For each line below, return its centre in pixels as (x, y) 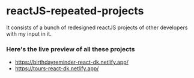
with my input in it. (29, 33)
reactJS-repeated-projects (75, 11)
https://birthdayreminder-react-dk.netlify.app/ (72, 62)
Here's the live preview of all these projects (71, 49)
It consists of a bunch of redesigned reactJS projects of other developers (97, 27)
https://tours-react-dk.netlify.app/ (57, 68)
